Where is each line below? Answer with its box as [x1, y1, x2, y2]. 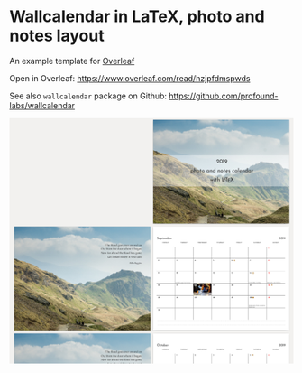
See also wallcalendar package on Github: [9, 90, 168, 101]
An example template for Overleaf [9, 55, 135, 66]
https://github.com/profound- [168, 90, 279, 101]
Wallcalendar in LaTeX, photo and [9, 6, 265, 27]
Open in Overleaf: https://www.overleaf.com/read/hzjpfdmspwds [9, 72, 251, 83]
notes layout [9, 25, 105, 46]
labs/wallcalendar [9, 99, 75, 110]
